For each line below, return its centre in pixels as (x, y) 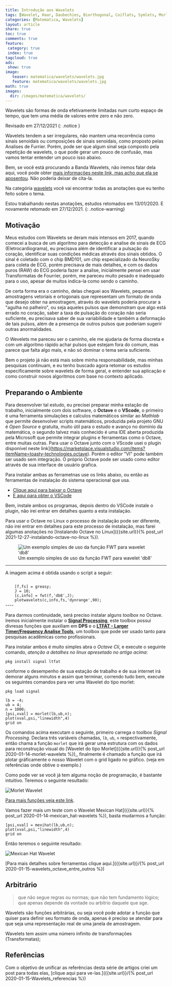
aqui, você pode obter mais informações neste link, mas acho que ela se (82, 173)
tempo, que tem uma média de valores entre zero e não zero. (70, 116)
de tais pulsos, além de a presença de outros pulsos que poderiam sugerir (84, 324)
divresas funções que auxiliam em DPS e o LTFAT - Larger (67, 626)
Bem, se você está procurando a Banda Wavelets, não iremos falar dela (81, 168)
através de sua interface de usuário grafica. (51, 465)
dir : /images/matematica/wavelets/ (48, 96)
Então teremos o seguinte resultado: (44, 843)
